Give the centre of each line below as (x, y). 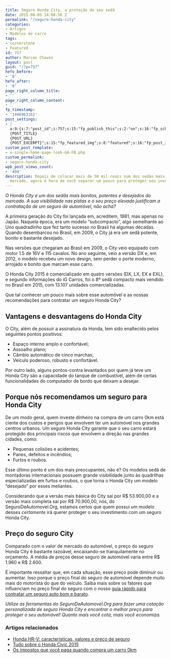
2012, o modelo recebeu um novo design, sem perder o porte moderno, (80, 259)
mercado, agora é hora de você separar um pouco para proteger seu (83, 181)
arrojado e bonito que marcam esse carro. (49, 264)
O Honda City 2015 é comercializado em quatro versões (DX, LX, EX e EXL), (85, 274)
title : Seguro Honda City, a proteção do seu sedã (60, 10)
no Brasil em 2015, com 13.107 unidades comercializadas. (65, 285)
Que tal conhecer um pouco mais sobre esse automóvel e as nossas (77, 295)
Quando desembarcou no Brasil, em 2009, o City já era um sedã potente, (82, 232)
